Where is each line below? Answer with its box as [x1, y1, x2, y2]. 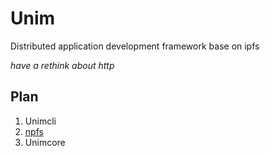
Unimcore [24, 136, 66, 148]
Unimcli [24, 115, 57, 127]
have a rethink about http [10, 59, 115, 71]
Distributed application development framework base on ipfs [10, 40, 260, 52]
